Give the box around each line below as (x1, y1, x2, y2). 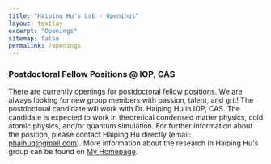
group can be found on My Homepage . (8, 147, 138, 157)
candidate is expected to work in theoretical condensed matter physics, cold (8, 112, 264, 122)
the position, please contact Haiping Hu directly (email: (8, 130, 192, 140)
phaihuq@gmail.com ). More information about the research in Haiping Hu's (8, 138, 259, 148)
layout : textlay (8, 19, 63, 27)
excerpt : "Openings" (8, 27, 78, 35)
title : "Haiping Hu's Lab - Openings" (8, 11, 139, 20)
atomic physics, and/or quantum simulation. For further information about (8, 121, 253, 131)
